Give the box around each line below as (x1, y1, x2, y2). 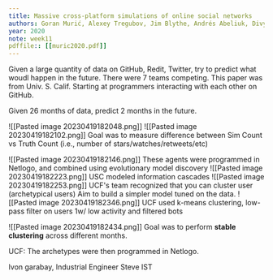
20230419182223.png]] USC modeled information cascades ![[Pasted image (8, 172, 265, 182)
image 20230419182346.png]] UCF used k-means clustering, (38, 198, 244, 208)
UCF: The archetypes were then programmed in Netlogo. (8, 247, 199, 256)
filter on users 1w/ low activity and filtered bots (26, 206, 184, 216)
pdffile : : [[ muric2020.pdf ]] (8, 42, 107, 50)
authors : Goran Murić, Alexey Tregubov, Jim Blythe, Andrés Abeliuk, (8, 19, 249, 28)
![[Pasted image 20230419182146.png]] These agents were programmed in (8, 155, 260, 165)
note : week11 (8, 34, 53, 43)
